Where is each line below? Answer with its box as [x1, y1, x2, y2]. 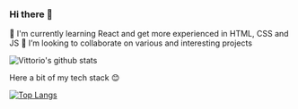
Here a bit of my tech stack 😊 [9, 72, 120, 83]
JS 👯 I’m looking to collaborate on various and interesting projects [9, 38, 253, 48]
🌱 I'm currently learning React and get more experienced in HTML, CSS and [9, 29, 289, 39]
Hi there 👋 [9, 8, 54, 21]
